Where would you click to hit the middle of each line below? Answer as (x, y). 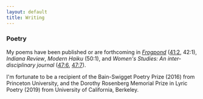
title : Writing (26, 18)
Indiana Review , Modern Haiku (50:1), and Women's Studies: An (86, 58)
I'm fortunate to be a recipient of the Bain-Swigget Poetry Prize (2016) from (101, 77)
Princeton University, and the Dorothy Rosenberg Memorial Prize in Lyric (97, 83)
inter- (174, 58)
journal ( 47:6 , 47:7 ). (61, 65)
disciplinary (21, 65)
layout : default (27, 12)
